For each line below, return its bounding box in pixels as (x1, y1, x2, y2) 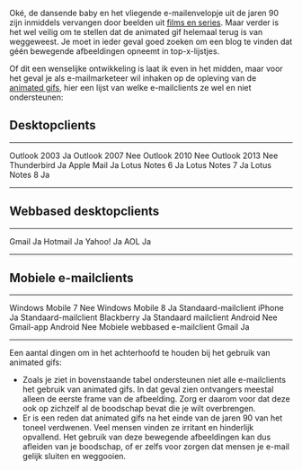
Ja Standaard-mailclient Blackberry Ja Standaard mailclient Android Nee (9, 312, 278, 323)
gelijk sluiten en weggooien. (22, 451, 127, 462)
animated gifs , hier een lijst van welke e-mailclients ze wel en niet (9, 83, 252, 93)
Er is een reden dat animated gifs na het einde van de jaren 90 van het (22, 412, 283, 423)
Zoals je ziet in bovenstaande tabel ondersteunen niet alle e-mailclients (22, 375, 286, 386)
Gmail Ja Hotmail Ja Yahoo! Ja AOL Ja (9, 235, 151, 246)
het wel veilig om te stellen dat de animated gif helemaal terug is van (9, 27, 263, 37)
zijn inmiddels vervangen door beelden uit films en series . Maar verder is (9, 17, 280, 28)
